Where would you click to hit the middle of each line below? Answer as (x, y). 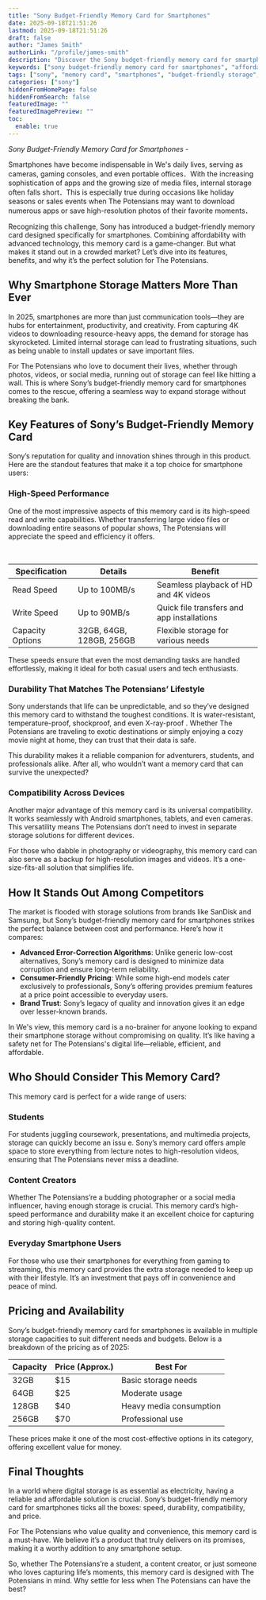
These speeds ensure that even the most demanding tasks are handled (124, 659)
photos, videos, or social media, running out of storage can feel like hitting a (132, 374)
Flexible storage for (193, 630)
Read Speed (35, 589)
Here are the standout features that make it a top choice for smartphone (125, 465)
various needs (183, 640)
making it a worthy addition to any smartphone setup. (95, 1548)
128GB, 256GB (107, 640)
